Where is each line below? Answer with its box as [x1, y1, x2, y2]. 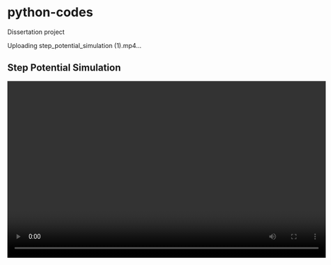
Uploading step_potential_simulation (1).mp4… [7, 41, 142, 49]
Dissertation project [7, 28, 65, 36]
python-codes [7, 4, 93, 20]
